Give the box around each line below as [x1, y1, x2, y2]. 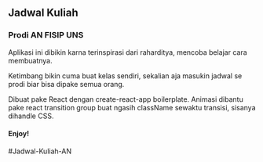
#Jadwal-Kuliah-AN [8, 146, 72, 156]
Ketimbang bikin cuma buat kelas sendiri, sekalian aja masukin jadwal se [8, 70, 243, 81]
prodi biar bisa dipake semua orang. [8, 79, 125, 88]
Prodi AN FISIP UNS [8, 30, 84, 41]
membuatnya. [8, 56, 53, 65]
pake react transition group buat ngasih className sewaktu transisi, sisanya [8, 103, 257, 112]
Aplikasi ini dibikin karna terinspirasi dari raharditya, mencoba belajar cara [8, 47, 247, 57]
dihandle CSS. [8, 111, 54, 121]
